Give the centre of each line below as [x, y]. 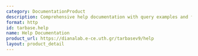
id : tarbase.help [27, 28]
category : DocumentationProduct [46, 11]
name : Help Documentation [38, 33]
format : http [22, 22]
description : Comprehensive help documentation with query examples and [97, 17]
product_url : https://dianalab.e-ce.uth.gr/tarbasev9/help [80, 38]
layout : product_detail [35, 44]
